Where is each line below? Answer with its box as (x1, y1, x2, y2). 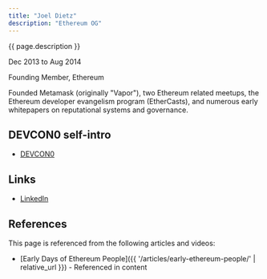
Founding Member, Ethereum (8, 72, 104, 82)
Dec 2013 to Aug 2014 (8, 57, 82, 67)
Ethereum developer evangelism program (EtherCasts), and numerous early (8, 96, 258, 106)
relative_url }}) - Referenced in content (19, 262, 148, 272)
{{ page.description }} (8, 41, 81, 51)
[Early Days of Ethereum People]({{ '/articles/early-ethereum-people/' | (19, 253, 256, 263)
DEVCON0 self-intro (8, 127, 111, 141)
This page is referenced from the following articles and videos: (8, 238, 216, 248)
